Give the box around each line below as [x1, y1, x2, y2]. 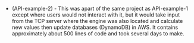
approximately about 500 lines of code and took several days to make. [11, 30, 184, 37]
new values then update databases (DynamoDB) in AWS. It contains [11, 24, 179, 31]
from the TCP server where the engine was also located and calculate [11, 18, 183, 24]
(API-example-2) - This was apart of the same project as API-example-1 [11, 5, 189, 12]
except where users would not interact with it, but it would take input [11, 11, 180, 18]
